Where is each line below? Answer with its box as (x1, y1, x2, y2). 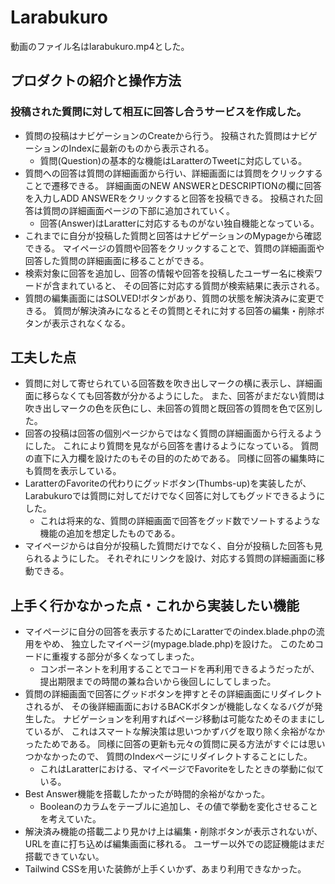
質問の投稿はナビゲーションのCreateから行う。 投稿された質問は (24, 129, 292, 141)
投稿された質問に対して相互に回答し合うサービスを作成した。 (10, 105, 307, 119)
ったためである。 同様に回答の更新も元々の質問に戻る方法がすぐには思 (24, 738, 317, 750)
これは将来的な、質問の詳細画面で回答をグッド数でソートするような (39, 515, 321, 527)
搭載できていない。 (24, 851, 105, 863)
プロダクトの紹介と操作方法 (10, 72, 182, 90)
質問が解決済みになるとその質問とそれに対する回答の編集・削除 (53, 304, 317, 316)
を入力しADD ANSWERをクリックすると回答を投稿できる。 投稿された (24, 192, 315, 204)
